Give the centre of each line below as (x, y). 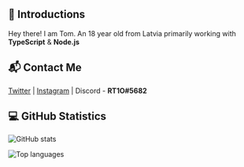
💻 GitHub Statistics (57, 116)
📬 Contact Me (45, 68)
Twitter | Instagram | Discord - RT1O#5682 (78, 91)
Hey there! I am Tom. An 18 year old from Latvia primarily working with (122, 33)
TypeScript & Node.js (44, 42)
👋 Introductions (47, 15)
